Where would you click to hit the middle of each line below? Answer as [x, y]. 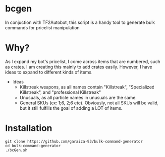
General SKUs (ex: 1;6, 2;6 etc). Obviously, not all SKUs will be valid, [89, 103]
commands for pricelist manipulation [43, 27]
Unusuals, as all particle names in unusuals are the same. [78, 97]
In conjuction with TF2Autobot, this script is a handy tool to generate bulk [80, 22]
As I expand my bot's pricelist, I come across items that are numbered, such [83, 61]
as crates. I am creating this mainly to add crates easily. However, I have [79, 67]
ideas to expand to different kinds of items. [49, 72]
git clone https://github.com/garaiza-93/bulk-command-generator [74, 141]
